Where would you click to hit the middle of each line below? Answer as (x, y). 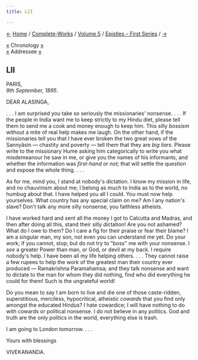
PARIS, (14, 84)
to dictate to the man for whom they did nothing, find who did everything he (98, 275)
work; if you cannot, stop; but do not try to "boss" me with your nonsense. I (98, 243)
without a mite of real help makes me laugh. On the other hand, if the (90, 132)
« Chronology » (25, 45)
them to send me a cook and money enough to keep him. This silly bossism (98, 126)
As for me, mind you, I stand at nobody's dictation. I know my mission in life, (99, 182)
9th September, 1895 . (32, 91)
